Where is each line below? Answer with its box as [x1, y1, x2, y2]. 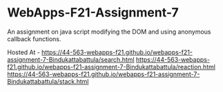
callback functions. [7, 34, 61, 43]
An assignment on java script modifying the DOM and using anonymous [7, 27, 211, 36]
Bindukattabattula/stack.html [7, 77, 89, 85]
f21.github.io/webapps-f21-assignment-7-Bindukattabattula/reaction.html [7, 62, 216, 71]
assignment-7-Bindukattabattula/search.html [7, 55, 135, 63]
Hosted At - [7, 48, 40, 56]
